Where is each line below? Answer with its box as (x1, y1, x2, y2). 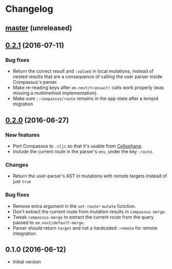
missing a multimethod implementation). (12, 90, 98, 96)
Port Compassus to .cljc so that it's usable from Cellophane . (12, 142, 143, 149)
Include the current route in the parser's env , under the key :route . (12, 148, 154, 154)
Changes (5, 161, 29, 168)
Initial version (12, 259, 41, 265)
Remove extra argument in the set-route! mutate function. (12, 203, 136, 209)
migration (12, 101, 33, 107)
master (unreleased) (5, 24, 72, 32)
